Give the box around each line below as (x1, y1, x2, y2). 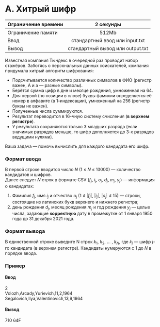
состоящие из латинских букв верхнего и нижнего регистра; (12, 199, 139, 205)
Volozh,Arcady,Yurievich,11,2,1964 (5, 290, 73, 296)
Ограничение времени (7, 21, 64, 28)
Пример (5, 262, 26, 269)
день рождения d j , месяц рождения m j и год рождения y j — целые (12, 204, 150, 211)
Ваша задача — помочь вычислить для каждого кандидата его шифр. (5, 143, 150, 149)
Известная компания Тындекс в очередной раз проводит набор (5, 57, 138, 63)
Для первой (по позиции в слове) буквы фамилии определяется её (12, 92, 152, 98)
